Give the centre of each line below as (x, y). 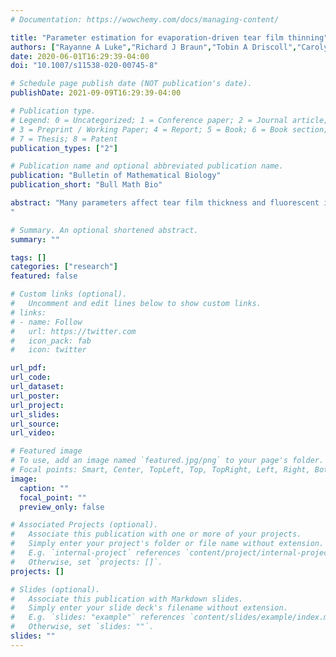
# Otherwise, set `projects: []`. (86, 562)
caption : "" (44, 488)
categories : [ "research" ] (64, 267)
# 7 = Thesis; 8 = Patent (64, 139)
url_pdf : (28, 368)
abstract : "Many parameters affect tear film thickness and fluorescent (165, 203)
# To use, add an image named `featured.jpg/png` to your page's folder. (167, 461)
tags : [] (28, 257)
